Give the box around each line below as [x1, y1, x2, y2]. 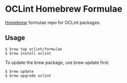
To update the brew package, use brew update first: [5, 60, 110, 65]
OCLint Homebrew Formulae [5, 3, 123, 15]
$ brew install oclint [5, 51, 51, 56]
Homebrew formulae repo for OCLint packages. [5, 20, 101, 25]
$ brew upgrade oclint [5, 73, 51, 78]
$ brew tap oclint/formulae [5, 46, 63, 52]
